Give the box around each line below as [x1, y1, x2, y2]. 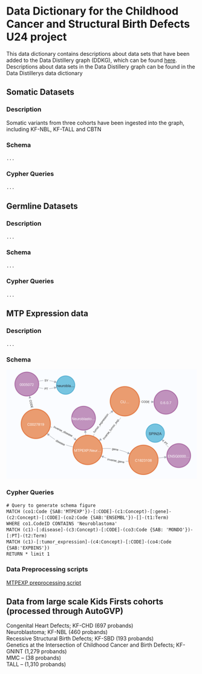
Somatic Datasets [6, 87, 74, 98]
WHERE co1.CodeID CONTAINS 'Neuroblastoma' [6, 521, 118, 527]
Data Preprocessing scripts [6, 565, 88, 574]
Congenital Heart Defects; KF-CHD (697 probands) [6, 622, 134, 629]
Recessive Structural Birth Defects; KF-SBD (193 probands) [6, 635, 154, 642]
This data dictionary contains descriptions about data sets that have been [6, 50, 190, 57]
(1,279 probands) [24, 648, 67, 655]
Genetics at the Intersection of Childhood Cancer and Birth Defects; [6, 641, 175, 649]
